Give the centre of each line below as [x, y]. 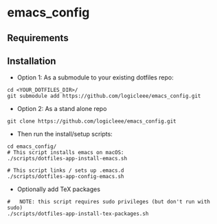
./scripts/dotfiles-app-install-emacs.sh [67, 159]
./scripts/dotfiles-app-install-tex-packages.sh [78, 214]
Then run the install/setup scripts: [65, 134]
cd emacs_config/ [32, 147]
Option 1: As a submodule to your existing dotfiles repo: [95, 77]
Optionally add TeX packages [59, 189]
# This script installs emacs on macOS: [66, 153]
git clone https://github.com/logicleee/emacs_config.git [92, 121]
